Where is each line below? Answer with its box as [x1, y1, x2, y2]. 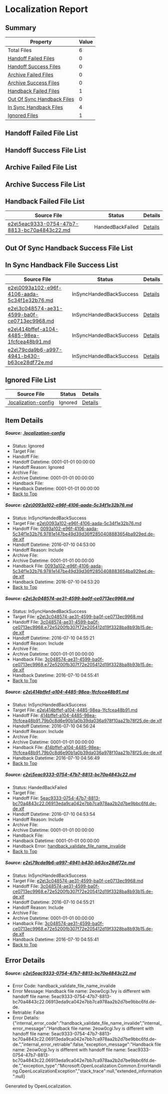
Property [29, 39, 52, 45]
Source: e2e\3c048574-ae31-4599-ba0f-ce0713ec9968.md [5, 596, 134, 602]
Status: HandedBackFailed [12, 784, 67, 790]
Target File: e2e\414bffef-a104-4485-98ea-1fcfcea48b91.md [12, 707, 137, 713]
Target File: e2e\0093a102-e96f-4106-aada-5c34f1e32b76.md [12, 520, 141, 526]
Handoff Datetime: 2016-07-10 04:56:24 [12, 723, 95, 729]
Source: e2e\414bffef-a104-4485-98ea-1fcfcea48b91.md [5, 689, 129, 695]
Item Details [5, 416, 43, 425]
